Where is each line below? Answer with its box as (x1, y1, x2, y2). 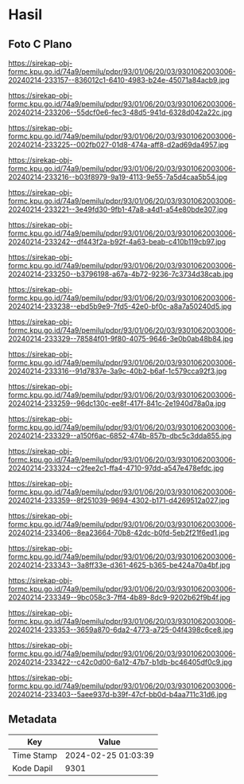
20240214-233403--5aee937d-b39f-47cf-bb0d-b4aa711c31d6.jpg (8, 690, 228, 699)
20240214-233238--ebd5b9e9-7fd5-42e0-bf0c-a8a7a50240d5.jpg (8, 302, 232, 311)
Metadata (8, 712, 57, 726)
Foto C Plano (8, 37, 72, 51)
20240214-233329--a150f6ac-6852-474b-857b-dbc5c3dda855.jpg (8, 431, 232, 440)
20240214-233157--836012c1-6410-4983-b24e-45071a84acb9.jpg (8, 76, 230, 84)
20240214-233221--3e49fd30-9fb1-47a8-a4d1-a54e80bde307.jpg (8, 205, 228, 214)
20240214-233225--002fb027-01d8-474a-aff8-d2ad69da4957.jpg (8, 140, 229, 149)
